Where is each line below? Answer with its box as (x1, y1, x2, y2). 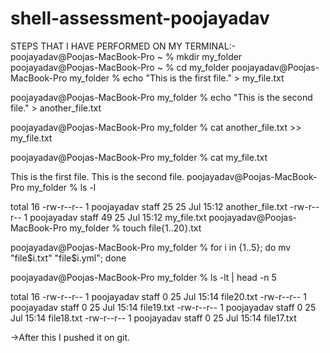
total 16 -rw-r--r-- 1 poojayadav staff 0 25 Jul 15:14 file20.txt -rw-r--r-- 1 (10, 290, 307, 302)
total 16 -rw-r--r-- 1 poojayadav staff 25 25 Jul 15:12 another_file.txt (10, 200, 288, 212)
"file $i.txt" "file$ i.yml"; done (10, 252, 127, 264)
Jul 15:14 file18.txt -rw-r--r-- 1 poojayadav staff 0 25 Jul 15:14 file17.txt (10, 312, 297, 324)
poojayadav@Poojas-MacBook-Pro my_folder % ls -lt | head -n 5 (10, 271, 277, 283)
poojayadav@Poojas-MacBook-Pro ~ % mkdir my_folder (10, 50, 243, 62)
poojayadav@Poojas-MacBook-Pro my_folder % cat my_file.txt (10, 151, 268, 163)
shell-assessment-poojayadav (10, 7, 270, 30)
